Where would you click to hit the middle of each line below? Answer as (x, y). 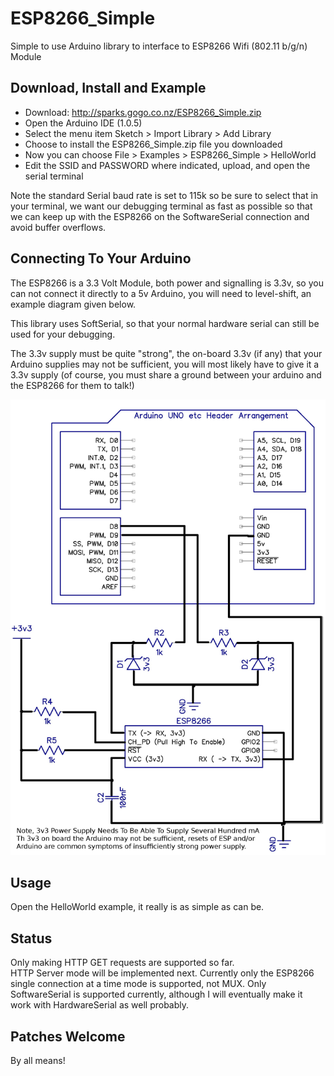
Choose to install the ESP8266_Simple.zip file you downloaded (153, 144)
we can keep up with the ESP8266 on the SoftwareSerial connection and (160, 216)
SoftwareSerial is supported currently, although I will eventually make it (156, 994)
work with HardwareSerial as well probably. (100, 1005)
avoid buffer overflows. (58, 227)
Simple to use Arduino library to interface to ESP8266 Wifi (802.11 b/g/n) (159, 46)
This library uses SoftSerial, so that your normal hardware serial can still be (165, 323)
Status (31, 938)
